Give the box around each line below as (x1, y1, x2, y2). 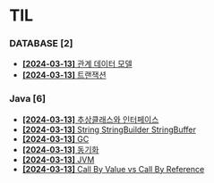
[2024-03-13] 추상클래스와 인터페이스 (21, 113, 159, 125)
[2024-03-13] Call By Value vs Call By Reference (21, 163, 205, 174)
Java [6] (9, 93, 47, 105)
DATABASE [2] (9, 37, 73, 50)
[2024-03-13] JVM (21, 154, 95, 165)
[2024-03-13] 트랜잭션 (21, 70, 107, 80)
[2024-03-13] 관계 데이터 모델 (21, 59, 133, 70)
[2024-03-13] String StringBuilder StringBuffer (21, 124, 197, 135)
